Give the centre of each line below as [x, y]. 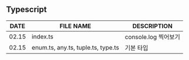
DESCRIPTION [153, 26]
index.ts [43, 36]
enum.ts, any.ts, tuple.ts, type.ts [75, 47]
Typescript [26, 10]
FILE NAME [75, 26]
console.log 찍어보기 [152, 37]
